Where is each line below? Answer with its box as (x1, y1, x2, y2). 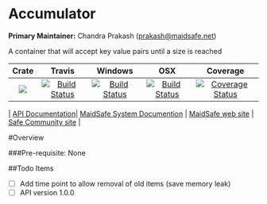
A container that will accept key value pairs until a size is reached (8, 46, 222, 56)
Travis (50, 65, 75, 76)
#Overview (8, 133, 44, 142)
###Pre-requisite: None (8, 148, 86, 157)
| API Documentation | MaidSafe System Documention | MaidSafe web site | (8, 109, 254, 118)
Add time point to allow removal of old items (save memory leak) (19, 179, 231, 188)
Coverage (206, 65, 245, 76)
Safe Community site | (8, 117, 81, 127)
